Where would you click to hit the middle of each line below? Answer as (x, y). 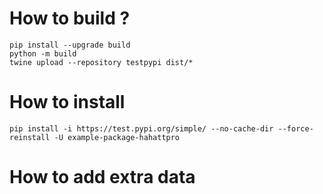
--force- (295, 128)
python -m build (43, 53)
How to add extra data (102, 177)
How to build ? (70, 18)
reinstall (30, 137)
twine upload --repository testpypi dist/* (101, 62)
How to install (67, 102)
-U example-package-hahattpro (117, 137)
